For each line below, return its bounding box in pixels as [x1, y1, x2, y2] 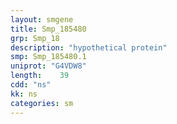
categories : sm [10, 98, 74, 108]
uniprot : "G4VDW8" [10, 61, 87, 71]
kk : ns [10, 89, 38, 99]
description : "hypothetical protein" [10, 42, 168, 53]
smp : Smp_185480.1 [10, 52, 87, 62]
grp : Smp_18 [10, 33, 60, 43]
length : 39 [10, 71, 70, 81]
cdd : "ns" [10, 80, 52, 90]
